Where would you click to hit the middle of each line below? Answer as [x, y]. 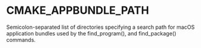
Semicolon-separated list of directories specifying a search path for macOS [100, 27]
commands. [21, 40]
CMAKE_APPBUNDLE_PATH [78, 10]
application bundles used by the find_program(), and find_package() [91, 33]
